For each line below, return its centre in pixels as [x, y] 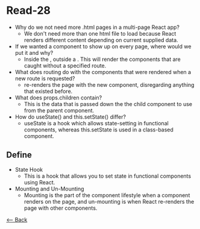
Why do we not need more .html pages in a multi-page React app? [97, 27]
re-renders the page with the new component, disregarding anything [109, 84]
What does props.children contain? [58, 98]
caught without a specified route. [65, 65]
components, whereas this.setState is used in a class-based [98, 130]
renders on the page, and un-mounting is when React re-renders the [109, 201]
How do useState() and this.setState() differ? [70, 117]
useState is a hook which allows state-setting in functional [96, 123]
